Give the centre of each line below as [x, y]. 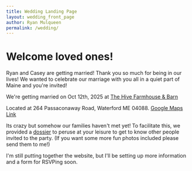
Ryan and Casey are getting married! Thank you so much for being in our [94, 73]
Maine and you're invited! [37, 85]
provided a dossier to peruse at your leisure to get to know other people [93, 132]
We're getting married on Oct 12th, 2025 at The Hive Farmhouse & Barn [92, 97]
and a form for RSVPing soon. [42, 162]
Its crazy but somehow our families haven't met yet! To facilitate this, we [93, 126]
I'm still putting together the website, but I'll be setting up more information [96, 156]
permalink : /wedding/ [32, 28]
